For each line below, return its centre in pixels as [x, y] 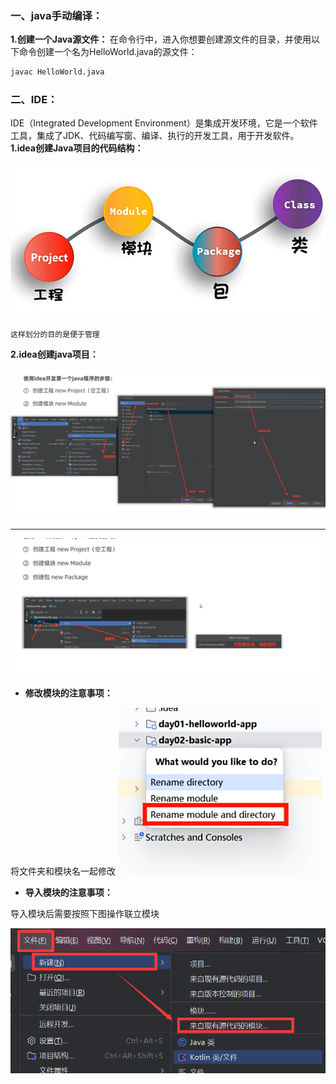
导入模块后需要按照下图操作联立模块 [85, 914]
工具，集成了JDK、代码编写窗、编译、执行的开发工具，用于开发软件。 [155, 136]
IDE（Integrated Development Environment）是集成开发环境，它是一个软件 [164, 123]
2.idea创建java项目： [54, 354]
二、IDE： [34, 100]
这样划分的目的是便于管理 [55, 334]
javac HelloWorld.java [57, 72]
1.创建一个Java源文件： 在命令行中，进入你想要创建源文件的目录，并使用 [161, 39]
